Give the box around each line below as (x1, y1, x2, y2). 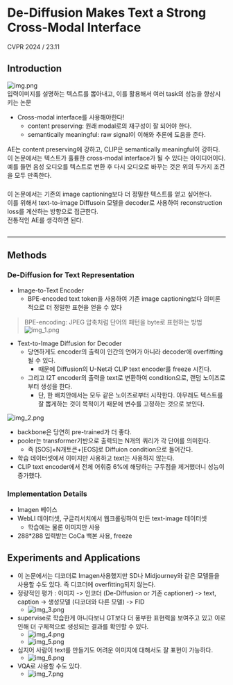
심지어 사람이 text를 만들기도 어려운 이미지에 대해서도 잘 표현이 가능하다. (17, 645, 214, 654)
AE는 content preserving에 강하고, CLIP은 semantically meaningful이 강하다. (7, 145, 221, 154)
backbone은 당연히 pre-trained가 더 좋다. (17, 427, 132, 436)
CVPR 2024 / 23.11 (7, 42, 60, 51)
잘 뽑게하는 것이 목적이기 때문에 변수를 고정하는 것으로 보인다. (37, 399, 205, 408)
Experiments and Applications (7, 552, 141, 564)
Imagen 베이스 (17, 506, 58, 514)
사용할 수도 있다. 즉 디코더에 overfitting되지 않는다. (17, 580, 156, 588)
